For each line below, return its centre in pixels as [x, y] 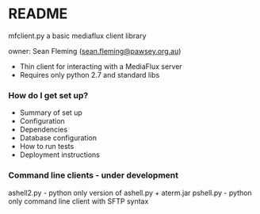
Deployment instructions [60, 155]
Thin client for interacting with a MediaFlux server [101, 66]
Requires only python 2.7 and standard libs [90, 75]
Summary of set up [51, 113]
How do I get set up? [48, 95]
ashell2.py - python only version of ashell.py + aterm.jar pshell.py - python [130, 193]
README [38, 14]
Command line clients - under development [94, 175]
